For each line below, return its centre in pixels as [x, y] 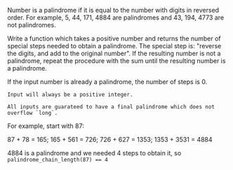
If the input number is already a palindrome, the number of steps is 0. [107, 82]
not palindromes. [32, 25]
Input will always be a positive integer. [70, 94]
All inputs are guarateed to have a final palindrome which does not [111, 107]
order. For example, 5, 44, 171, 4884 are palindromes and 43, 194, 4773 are [116, 17]
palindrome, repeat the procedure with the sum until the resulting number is [116, 61]
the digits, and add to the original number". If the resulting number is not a [114, 53]
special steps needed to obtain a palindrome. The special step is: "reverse [114, 46]
